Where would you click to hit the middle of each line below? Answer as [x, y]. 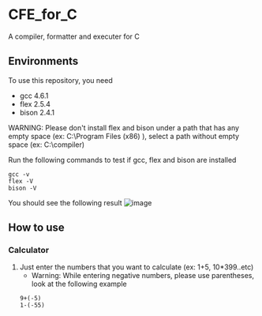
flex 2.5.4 [35, 103]
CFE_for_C [43, 15]
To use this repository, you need [60, 80]
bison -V [22, 188]
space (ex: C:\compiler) [47, 145]
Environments [43, 61]
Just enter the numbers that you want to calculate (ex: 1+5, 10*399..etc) [137, 267]
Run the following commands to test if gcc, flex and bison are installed [122, 160]
